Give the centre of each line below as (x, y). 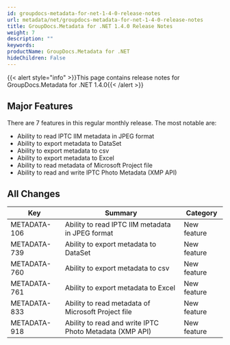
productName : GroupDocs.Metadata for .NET (68, 52)
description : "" (30, 39)
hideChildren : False (37, 58)
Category (202, 213)
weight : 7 (21, 33)
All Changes (34, 193)
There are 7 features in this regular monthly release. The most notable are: (112, 123)
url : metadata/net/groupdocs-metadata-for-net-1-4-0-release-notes (105, 20)
